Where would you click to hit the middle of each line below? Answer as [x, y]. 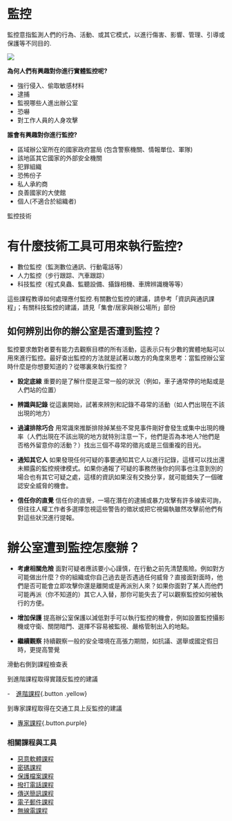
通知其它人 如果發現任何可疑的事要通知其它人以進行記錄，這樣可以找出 [118, 459]
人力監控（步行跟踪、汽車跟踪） [62, 275]
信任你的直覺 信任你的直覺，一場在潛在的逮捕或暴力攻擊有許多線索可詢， [121, 500]
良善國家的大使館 [41, 192]
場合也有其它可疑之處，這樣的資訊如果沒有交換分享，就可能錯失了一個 [117, 476]
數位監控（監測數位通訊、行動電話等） [71, 267]
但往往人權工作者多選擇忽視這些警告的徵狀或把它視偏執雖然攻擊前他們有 [120, 509]
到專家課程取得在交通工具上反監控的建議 [65, 708]
